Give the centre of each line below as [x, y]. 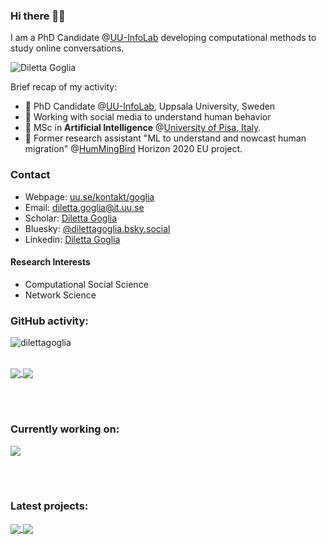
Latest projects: [49, 506]
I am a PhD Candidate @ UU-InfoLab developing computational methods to [163, 38]
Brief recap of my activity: [64, 87]
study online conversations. [67, 48]
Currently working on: [65, 429]
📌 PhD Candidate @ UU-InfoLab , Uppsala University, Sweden [150, 106]
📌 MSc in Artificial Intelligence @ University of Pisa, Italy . [143, 128]
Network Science [60, 295]
